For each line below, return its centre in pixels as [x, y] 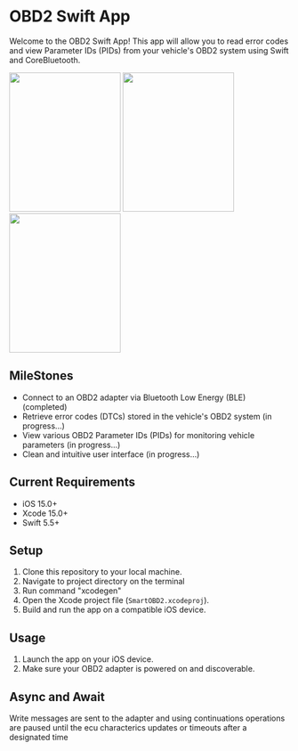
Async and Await [57, 697]
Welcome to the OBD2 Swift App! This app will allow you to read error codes [149, 41]
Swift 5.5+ [41, 522]
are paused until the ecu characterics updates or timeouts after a [128, 727]
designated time [39, 737]
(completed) [44, 406]
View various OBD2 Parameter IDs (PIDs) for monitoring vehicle [138, 435]
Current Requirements [72, 482]
